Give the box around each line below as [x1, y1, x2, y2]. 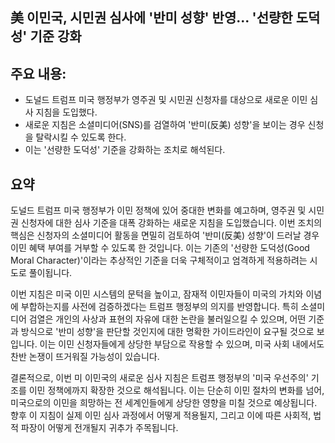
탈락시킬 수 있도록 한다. [35, 131, 127, 143]
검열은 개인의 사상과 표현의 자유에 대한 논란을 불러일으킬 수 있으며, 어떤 [28, 313, 307, 325]
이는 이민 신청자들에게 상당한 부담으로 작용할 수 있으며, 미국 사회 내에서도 [39, 338, 325, 350]
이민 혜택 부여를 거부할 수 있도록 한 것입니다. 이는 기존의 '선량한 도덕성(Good [10, 242, 310, 254]
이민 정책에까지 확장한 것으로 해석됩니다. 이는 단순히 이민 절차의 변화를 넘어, [28, 384, 325, 397]
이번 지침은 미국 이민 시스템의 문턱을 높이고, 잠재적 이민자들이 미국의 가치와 [10, 288, 304, 300]
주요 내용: [10, 65, 67, 82]
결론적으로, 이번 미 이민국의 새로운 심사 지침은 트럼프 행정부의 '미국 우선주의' [10, 372, 309, 384]
